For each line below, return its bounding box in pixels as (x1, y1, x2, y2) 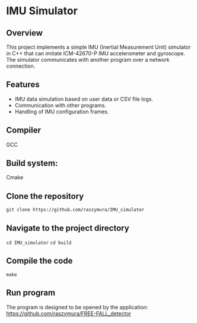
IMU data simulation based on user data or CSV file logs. (14, 95, 154, 102)
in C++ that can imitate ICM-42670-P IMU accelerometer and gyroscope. (6, 50, 186, 57)
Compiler (6, 125, 42, 135)
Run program (6, 288, 55, 298)
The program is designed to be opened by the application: (6, 303, 148, 311)
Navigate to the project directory (6, 223, 129, 233)
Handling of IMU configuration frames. (14, 108, 109, 115)
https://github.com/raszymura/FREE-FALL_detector (6, 310, 132, 317)
